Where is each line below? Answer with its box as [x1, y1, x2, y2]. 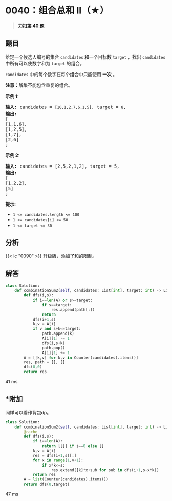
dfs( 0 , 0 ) [24, 364, 42, 370]
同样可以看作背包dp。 [5, 409, 52, 415]
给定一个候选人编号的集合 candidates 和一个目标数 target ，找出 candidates [5, 53, 165, 60]
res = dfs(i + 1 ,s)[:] [32, 453, 77, 458]
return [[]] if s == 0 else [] [41, 443, 104, 449]
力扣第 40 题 [17, 23, 45, 29]
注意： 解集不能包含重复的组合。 [5, 82, 73, 88]
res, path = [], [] [24, 360, 66, 365]
